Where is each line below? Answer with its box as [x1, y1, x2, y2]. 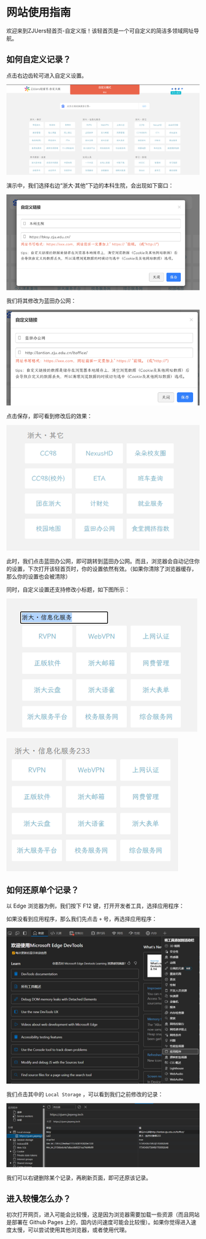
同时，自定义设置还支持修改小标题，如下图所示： [6, 586, 130, 593]
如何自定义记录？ [6, 55, 71, 65]
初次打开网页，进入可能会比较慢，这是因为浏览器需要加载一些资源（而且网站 [6, 1211, 200, 1218]
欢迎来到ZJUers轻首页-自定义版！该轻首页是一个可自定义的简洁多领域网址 [6, 27, 194, 34]
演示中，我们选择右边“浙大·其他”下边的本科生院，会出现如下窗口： [6, 182, 174, 189]
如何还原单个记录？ [6, 885, 79, 895]
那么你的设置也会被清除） [6, 573, 71, 580]
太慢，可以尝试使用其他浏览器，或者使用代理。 [11, 1226, 130, 1233]
